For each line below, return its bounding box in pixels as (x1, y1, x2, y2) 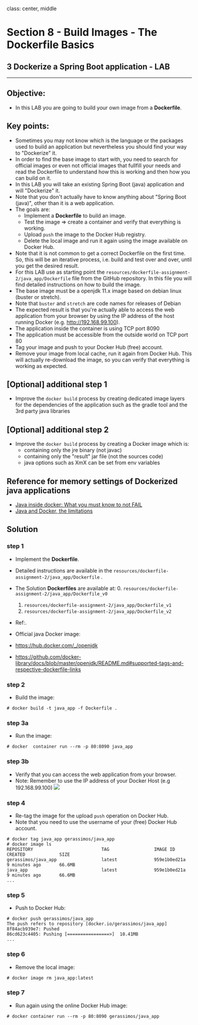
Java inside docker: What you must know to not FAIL (15, 501, 143, 508)
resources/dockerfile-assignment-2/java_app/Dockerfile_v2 (24, 609, 172, 615)
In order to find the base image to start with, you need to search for (15, 156, 179, 163)
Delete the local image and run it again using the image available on (24, 237, 188, 244)
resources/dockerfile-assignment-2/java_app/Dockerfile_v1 (24, 602, 172, 608)
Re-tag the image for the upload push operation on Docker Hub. (15, 812, 169, 819)
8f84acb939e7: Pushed (6, 926, 60, 932)
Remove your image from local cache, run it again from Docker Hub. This (15, 350, 192, 357)
